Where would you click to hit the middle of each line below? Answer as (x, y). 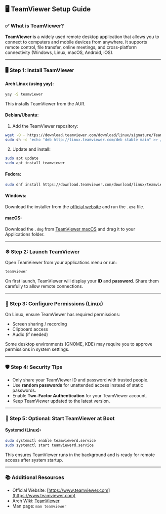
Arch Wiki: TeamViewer (36, 501)
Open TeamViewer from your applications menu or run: (61, 263)
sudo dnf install (23, 185)
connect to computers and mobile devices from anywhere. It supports (76, 42)
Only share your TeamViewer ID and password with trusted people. (80, 380)
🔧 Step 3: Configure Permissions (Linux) (54, 303)
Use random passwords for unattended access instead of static (78, 385)
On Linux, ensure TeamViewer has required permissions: (62, 315)
